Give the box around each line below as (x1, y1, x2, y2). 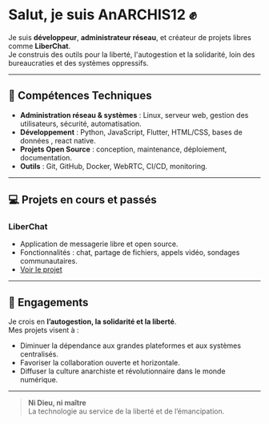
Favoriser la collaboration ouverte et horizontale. (19, 358, 180, 368)
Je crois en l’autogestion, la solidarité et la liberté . (8, 317, 177, 326)
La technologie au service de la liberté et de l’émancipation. (27, 406, 225, 416)
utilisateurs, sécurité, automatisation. (19, 119, 142, 128)
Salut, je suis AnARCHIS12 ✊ (8, 6, 198, 24)
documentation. (19, 152, 72, 162)
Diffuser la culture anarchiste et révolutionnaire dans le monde (19, 366, 226, 376)
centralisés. (19, 349, 58, 359)
